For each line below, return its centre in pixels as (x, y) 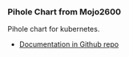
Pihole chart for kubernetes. (54, 29)
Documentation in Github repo (69, 44)
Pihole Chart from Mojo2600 (64, 12)
